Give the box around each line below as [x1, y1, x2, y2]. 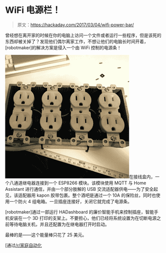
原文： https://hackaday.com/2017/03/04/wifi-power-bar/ [17, 22, 134, 28]
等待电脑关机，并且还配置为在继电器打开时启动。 [9, 221, 110, 227]
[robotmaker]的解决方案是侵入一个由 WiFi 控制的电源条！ [5, 44, 121, 50]
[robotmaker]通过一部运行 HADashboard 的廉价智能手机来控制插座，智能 [5, 209, 155, 215]
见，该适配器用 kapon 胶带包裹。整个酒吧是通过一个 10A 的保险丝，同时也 [5, 192, 156, 198]
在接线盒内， [129, 173, 155, 179]
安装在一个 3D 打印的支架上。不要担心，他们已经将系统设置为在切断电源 [9, 215, 157, 221]
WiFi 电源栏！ [5, 4, 61, 16]
